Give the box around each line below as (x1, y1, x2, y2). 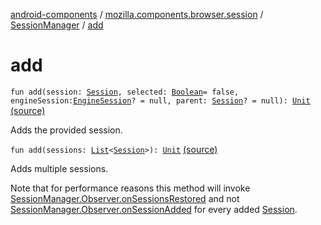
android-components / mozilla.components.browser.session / (10, 9, 264, 20)
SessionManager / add (10, 19, 104, 31)
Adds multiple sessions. (10, 162, 109, 174)
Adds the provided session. (10, 124, 123, 136)
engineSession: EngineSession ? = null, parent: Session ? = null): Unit (10, 95, 311, 106)
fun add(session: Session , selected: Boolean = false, (10, 87, 240, 97)
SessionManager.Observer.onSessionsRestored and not (10, 192, 240, 204)
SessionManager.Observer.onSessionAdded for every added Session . (10, 203, 298, 215)
